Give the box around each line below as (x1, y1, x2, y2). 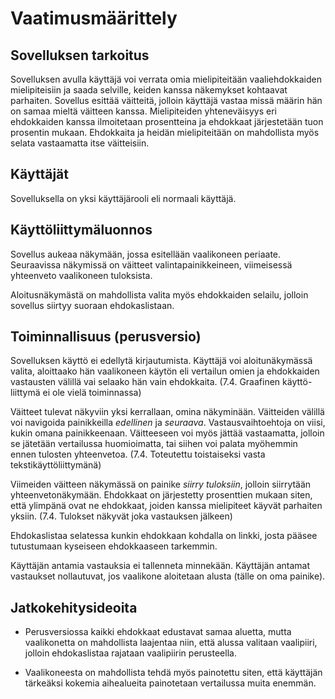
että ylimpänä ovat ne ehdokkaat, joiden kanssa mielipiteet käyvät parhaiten (10, 500, 323, 512)
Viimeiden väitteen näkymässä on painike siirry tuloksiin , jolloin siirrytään (10, 478, 312, 491)
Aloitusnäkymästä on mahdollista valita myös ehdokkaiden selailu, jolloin (10, 288, 309, 301)
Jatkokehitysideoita (10, 599, 138, 616)
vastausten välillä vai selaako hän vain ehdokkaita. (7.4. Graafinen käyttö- (10, 376, 313, 388)
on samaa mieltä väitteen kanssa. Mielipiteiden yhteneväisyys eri (10, 105, 278, 117)
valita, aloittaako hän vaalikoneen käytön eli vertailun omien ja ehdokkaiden (10, 365, 320, 377)
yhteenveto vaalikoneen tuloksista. (10, 269, 153, 281)
